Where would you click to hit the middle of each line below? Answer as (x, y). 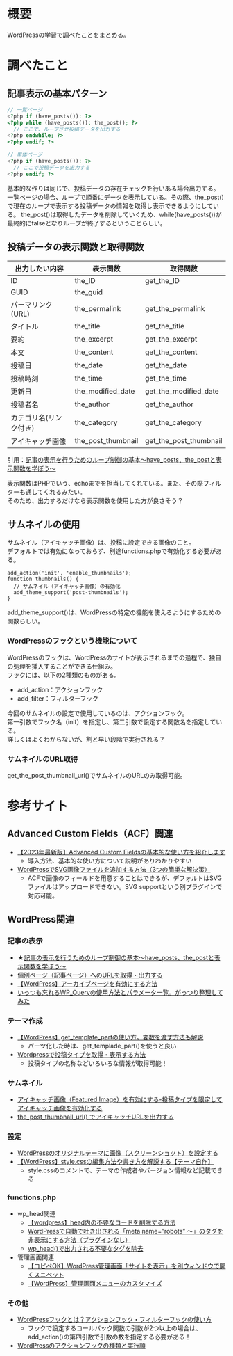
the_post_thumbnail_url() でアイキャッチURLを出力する (96, 1117)
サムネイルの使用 (44, 524)
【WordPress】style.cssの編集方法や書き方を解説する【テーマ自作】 (115, 1162)
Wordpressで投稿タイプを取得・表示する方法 (81, 1054)
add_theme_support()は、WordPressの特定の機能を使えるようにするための (114, 612)
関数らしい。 (25, 621)
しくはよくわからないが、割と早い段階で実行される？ (89, 739)
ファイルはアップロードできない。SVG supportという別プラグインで (125, 886)
